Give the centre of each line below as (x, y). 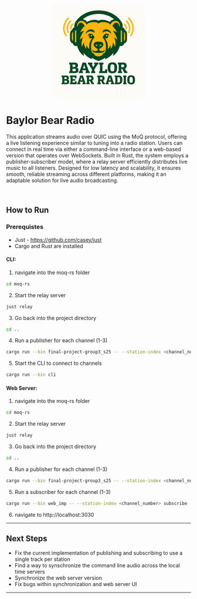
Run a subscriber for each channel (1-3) (63, 492)
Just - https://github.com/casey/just (58, 240)
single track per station (42, 559)
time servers (30, 571)
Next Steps (27, 539)
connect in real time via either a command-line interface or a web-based (94, 149)
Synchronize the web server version (58, 578)
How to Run (28, 210)
